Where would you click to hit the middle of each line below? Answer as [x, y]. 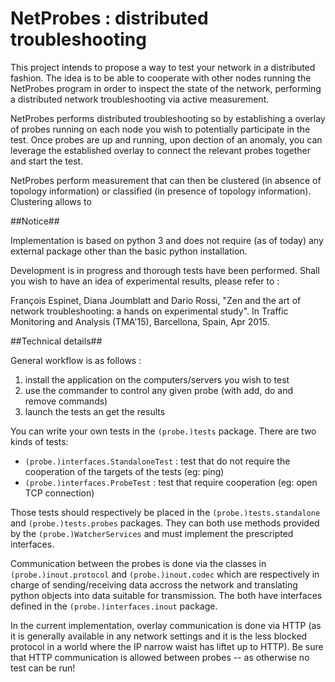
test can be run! [43, 668]
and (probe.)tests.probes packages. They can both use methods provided [165, 523]
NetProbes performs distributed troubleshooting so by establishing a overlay [168, 118]
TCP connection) [59, 493]
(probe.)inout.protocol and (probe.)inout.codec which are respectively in [165, 574]
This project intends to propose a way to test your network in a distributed [163, 67]
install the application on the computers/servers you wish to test [157, 379]
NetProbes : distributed [109, 18]
